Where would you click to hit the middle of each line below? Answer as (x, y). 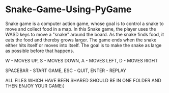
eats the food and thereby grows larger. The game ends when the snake (81, 40)
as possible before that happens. (40, 51)
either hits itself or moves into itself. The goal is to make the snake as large (83, 45)
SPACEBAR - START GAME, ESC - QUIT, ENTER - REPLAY (66, 71)
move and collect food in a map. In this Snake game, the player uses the (81, 29)
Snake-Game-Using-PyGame (68, 9)
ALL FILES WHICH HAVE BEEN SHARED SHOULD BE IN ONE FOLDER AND (83, 80)
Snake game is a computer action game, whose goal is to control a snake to (84, 24)
